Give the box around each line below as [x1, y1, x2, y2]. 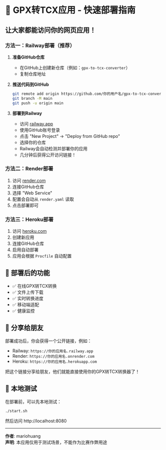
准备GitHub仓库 [12, 54, 45, 60]
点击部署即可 [12, 202, 39, 208]
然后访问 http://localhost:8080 [5, 418, 67, 424]
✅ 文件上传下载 [12, 289, 43, 295]
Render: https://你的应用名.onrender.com [12, 353, 95, 359]
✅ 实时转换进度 [12, 295, 43, 301]
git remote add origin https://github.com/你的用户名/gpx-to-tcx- [12, 91, 148, 96]
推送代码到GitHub [12, 81, 49, 87]
